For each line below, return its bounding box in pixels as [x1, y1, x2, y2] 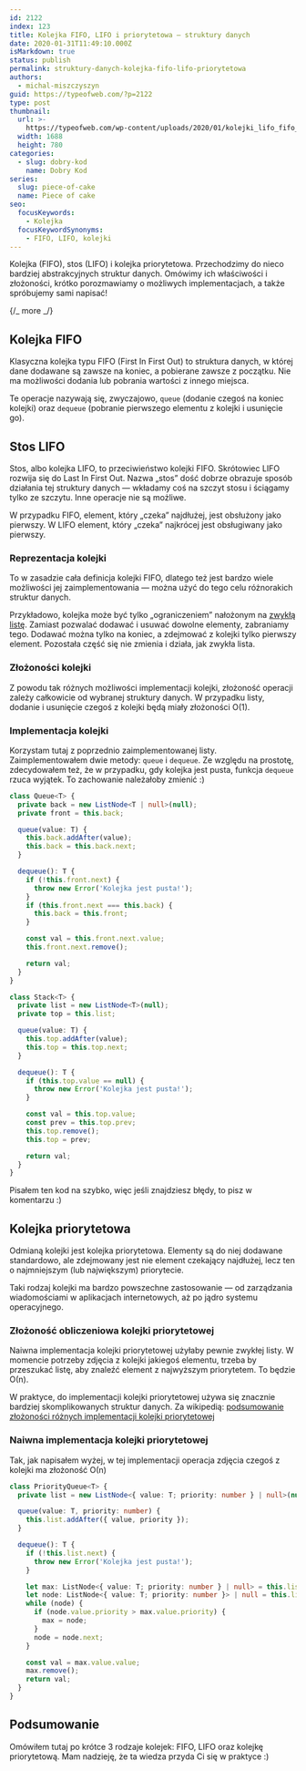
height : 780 [17, 140, 64, 149]
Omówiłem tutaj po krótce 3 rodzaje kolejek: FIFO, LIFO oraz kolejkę [9, 1741, 264, 1752]
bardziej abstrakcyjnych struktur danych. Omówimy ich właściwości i [9, 268, 268, 279]
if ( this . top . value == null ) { [25, 1076, 145, 1086]
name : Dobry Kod [25, 166, 88, 175]
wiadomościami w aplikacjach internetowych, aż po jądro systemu [9, 1292, 258, 1303]
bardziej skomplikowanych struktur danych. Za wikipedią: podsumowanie [9, 1401, 284, 1413]
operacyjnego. [9, 1302, 64, 1313]
